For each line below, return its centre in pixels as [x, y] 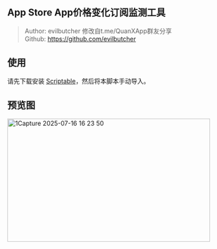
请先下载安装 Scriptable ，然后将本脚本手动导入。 [79, 81]
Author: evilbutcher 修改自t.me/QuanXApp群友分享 [98, 31]
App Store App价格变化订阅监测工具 [86, 13]
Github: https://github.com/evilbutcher [80, 39]
